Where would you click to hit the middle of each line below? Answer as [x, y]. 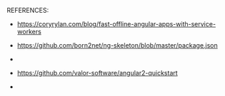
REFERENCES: [28, 10]
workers [29, 32]
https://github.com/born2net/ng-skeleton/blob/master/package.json [117, 45]
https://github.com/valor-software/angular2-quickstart [97, 73]
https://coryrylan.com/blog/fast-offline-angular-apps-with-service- [116, 24]
